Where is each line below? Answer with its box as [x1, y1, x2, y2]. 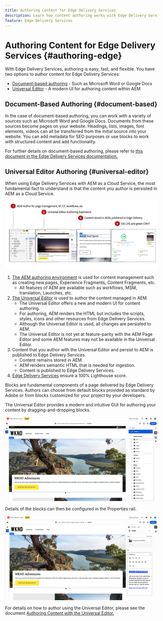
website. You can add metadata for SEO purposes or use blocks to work [5, 134, 149, 140]
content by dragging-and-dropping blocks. [5, 407, 91, 413]
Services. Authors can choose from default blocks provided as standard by [5, 387, 155, 393]
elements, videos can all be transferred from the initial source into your [5, 128, 147, 134]
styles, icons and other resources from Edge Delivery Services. [19, 315, 146, 321]
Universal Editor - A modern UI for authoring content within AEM [12, 86, 141, 92]
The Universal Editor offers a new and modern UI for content [19, 300, 141, 306]
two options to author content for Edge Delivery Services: [5, 71, 120, 77]
